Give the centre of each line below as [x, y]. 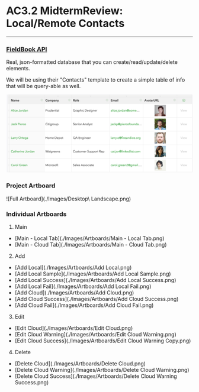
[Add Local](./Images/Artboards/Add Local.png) [73, 267]
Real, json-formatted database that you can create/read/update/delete [92, 62]
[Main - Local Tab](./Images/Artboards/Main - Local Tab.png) [89, 238]
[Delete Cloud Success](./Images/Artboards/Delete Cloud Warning [96, 376]
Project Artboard [31, 186]
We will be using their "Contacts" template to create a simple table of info [96, 80]
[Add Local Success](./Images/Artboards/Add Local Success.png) [95, 280]
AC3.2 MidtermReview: [65, 11]
